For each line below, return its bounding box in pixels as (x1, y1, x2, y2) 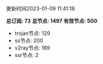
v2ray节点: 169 (14, 44, 51, 51)
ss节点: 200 (14, 37, 43, 44)
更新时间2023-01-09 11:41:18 (6, 5, 75, 12)
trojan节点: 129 (14, 30, 51, 37)
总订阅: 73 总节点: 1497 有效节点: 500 (6, 17, 98, 24)
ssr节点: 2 (14, 52, 39, 58)
